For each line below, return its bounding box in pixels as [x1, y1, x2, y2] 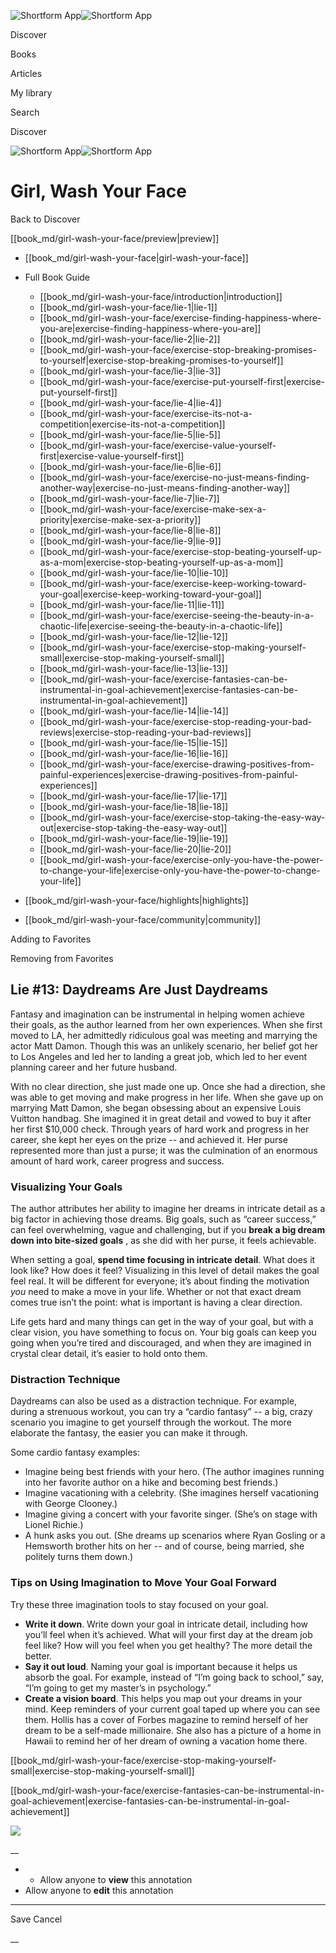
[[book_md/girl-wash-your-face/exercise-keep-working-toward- [39, 577, 307, 589]
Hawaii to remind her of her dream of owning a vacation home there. [24, 1735, 308, 1747]
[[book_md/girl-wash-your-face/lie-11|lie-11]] [39, 598, 225, 610]
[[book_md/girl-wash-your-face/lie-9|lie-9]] [39, 535, 222, 547]
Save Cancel [10, 1913, 63, 1925]
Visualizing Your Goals [10, 1180, 123, 1194]
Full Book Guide [24, 271, 91, 283]
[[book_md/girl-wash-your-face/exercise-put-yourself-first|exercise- [39, 375, 326, 387]
